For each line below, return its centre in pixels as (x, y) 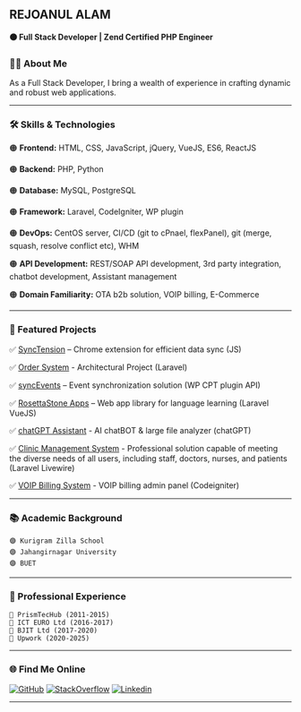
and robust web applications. (63, 92)
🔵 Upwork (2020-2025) (50, 639)
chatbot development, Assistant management (93, 277)
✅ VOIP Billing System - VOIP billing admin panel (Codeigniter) (125, 485)
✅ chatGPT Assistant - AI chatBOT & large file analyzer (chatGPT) (130, 430)
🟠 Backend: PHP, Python (57, 169)
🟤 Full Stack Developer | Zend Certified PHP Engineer (111, 37)
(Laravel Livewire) (42, 468)
